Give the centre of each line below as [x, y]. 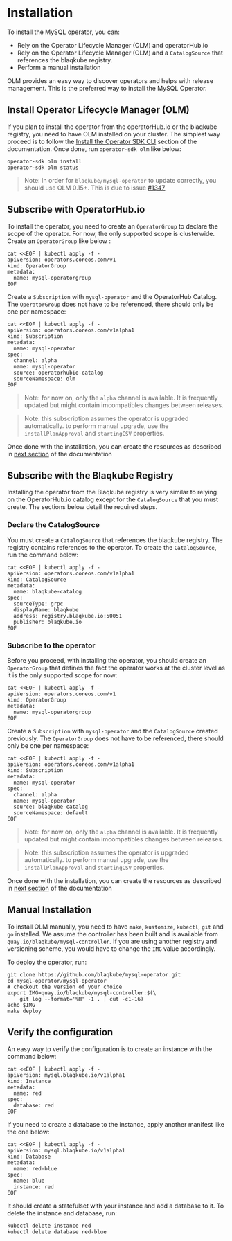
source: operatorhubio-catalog [59, 373]
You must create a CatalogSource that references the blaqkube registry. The [115, 540]
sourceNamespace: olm [45, 379]
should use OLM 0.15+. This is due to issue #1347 [95, 188]
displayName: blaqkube [46, 610]
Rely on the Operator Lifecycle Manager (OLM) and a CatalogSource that [120, 53]
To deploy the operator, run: [47, 962]
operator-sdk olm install [44, 161]
